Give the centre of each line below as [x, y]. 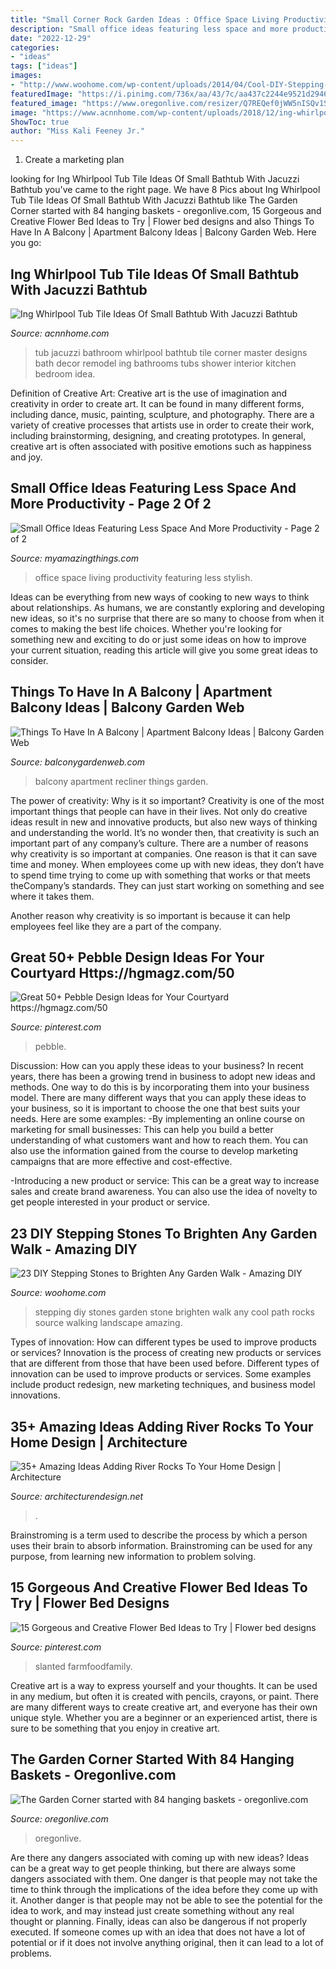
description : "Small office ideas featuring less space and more [149, 29]
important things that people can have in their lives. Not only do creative [159, 811]
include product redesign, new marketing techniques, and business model [163, 1385]
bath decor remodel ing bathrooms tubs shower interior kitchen [165, 363]
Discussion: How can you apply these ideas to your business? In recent [157, 1066]
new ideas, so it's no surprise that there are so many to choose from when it [167, 618]
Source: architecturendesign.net [77, 1496]
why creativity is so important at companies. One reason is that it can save [164, 853]
